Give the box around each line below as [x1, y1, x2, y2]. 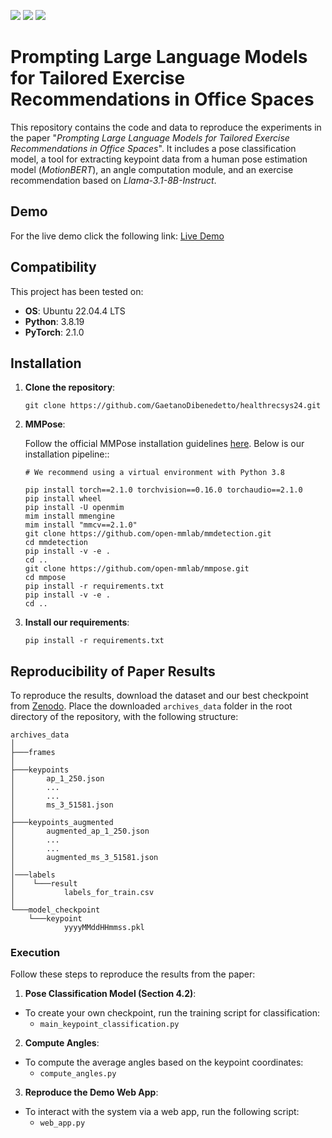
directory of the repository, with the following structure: [10, 711, 239, 723]
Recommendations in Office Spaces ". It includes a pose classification [10, 142, 297, 154]
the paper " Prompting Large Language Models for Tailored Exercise [10, 131, 290, 144]
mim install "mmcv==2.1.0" [24, 520, 138, 530]
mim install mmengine [24, 511, 115, 522]
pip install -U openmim [24, 503, 125, 513]
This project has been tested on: [10, 285, 144, 297]
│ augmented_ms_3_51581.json [10, 853, 159, 863]
